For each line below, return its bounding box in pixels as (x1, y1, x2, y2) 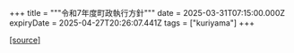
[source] (9, 34, 41, 45)
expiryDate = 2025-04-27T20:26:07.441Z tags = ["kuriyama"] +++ (9, 18, 255, 28)
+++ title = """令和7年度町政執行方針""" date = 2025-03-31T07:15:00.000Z (9, 8, 285, 18)
